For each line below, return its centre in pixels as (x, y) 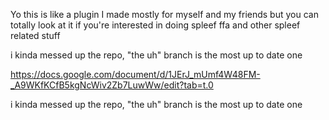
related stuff (35, 35)
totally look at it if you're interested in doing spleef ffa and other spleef (155, 25)
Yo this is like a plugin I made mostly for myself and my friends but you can (164, 14)
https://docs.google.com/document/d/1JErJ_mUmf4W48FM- (135, 74)
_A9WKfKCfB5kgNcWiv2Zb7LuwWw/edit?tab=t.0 (112, 85)
